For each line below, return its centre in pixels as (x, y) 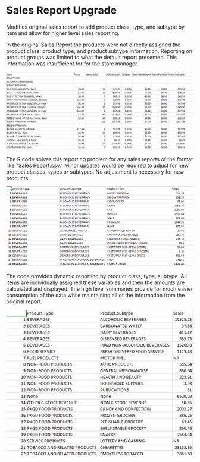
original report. (24, 301)
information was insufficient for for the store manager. (72, 64)
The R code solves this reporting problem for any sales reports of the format (100, 159)
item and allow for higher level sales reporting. (63, 33)
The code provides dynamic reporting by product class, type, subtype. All (97, 276)
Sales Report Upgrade (62, 10)
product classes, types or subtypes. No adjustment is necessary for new (95, 172)
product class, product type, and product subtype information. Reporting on (99, 51)
